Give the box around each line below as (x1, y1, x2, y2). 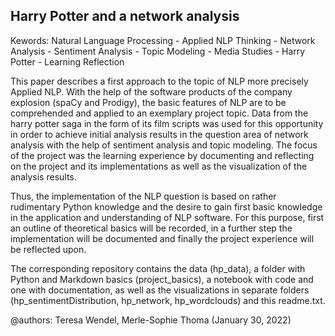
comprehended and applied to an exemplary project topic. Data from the (10, 107, 309, 119)
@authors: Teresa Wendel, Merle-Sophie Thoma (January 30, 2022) (10, 314, 292, 326)
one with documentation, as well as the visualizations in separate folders (10, 284, 310, 296)
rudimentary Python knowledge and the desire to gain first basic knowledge (10, 200, 323, 213)
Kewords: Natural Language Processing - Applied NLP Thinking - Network (10, 34, 316, 46)
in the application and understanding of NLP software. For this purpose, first (10, 211, 325, 223)
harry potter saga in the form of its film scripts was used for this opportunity (10, 117, 324, 129)
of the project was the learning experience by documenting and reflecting (10, 149, 315, 161)
